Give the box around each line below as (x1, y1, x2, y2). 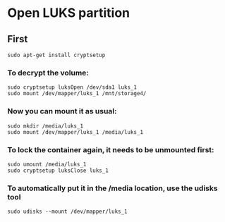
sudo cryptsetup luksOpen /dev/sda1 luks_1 (7, 84, 138, 91)
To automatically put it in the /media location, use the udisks (7, 183, 218, 193)
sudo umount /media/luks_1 (7, 161, 87, 168)
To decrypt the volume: (7, 68, 90, 78)
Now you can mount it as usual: (7, 106, 118, 116)
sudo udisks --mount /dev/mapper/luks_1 (7, 208, 128, 216)
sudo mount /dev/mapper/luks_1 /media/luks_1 (7, 128, 143, 135)
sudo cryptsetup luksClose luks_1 (7, 167, 109, 174)
